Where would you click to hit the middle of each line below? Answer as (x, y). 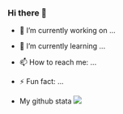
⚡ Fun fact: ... (41, 82)
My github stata (45, 101)
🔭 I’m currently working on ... (67, 31)
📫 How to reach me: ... (58, 62)
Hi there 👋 (28, 13)
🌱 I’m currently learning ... (62, 46)
